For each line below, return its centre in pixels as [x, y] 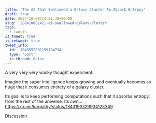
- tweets [18, 32]
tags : [10, 27]
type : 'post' [22, 54]
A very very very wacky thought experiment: [49, 72]
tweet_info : [17, 45]
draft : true [17, 14]
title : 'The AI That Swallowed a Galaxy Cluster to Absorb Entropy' [75, 9]
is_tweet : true [20, 37]
